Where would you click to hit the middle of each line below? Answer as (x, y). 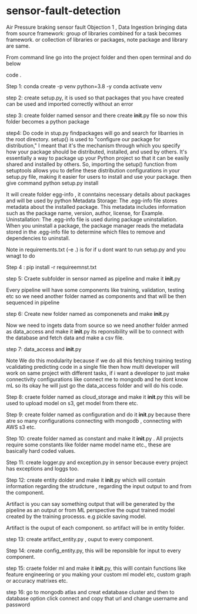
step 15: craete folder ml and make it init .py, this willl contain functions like (96, 568)
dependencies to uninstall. (38, 238)
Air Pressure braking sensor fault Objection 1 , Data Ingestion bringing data (96, 27)
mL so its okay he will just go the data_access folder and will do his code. (95, 385)
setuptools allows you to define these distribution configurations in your (93, 170)
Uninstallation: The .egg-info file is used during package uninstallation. (92, 219)
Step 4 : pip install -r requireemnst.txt (51, 267)
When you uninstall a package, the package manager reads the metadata (95, 225)
